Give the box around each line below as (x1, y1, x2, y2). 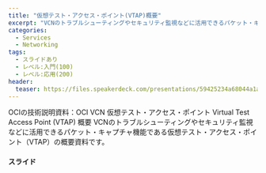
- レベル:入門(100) (15, 63, 74, 71)
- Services (15, 33, 51, 42)
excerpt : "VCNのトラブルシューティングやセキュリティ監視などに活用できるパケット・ (8, 19, 254, 27)
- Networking (15, 41, 59, 49)
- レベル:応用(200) (15, 70, 74, 78)
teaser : (15, 85, 41, 93)
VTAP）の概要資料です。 (28, 137, 109, 147)
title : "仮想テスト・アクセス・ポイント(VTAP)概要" (8, 11, 161, 20)
